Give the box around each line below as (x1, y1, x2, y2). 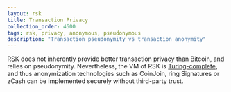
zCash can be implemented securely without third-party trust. (7, 77, 184, 85)
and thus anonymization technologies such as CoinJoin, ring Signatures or (7, 70, 220, 78)
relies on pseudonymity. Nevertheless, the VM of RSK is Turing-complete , (7, 62, 218, 71)
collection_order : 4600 (7, 23, 76, 30)
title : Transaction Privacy (7, 17, 89, 24)
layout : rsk (7, 10, 42, 17)
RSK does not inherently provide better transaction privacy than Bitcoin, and (7, 55, 225, 63)
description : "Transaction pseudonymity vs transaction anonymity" (7, 36, 207, 43)
